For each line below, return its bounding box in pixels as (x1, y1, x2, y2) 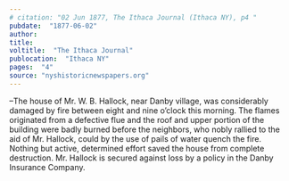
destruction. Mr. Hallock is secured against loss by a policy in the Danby (9, 152, 274, 163)
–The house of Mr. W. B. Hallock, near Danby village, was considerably (9, 95, 269, 106)
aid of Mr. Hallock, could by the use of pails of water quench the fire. (9, 133, 261, 144)
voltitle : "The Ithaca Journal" (9, 46, 134, 55)
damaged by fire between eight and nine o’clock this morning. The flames (9, 104, 280, 116)
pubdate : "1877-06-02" (9, 21, 98, 30)
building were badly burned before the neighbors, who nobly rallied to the (9, 124, 281, 135)
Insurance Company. (9, 161, 87, 172)
